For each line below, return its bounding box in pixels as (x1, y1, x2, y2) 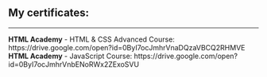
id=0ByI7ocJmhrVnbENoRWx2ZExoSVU (8, 59, 140, 69)
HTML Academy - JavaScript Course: (8, 51, 133, 60)
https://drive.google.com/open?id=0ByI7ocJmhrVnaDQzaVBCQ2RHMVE (8, 42, 246, 52)
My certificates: (8, 6, 90, 20)
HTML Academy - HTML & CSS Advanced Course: (8, 35, 175, 44)
